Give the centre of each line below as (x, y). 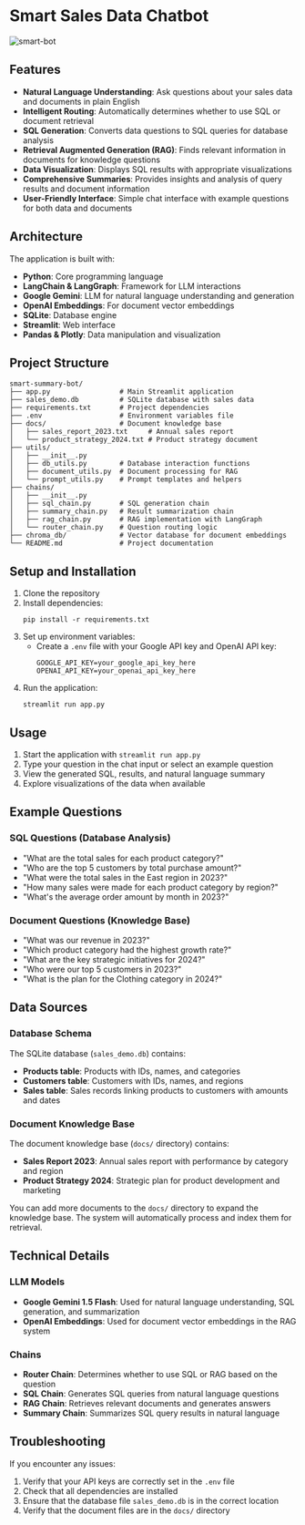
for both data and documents (77, 208)
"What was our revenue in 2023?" (86, 940)
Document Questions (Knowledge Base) (100, 920)
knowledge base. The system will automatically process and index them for (151, 1217)
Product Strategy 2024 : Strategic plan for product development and (151, 1180)
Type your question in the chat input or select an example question (148, 764)
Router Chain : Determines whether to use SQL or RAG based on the (150, 1374)
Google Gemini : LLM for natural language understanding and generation (158, 295)
